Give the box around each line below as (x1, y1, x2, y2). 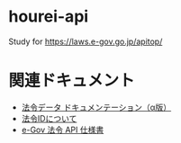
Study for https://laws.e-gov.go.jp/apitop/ (8, 36, 163, 47)
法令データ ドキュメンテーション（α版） (21, 102, 172, 112)
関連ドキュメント (8, 70, 136, 91)
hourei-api (8, 6, 89, 27)
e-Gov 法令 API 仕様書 (21, 124, 104, 135)
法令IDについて (21, 112, 77, 123)
